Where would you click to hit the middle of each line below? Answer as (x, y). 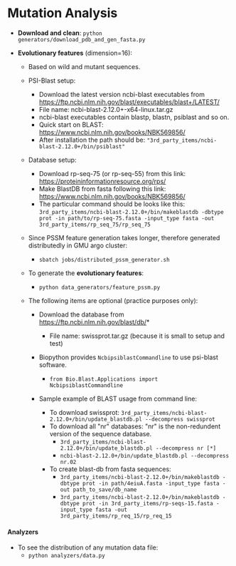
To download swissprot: (84, 412)
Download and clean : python (60, 33)
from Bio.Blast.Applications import (104, 379)
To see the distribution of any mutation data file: (88, 547)
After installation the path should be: (92, 140)
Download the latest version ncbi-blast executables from (122, 94)
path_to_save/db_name (105, 490)
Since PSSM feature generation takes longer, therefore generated (124, 237)
